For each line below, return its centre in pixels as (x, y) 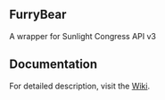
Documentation (54, 65)
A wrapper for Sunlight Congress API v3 (82, 36)
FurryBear (38, 15)
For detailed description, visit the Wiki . (79, 86)
